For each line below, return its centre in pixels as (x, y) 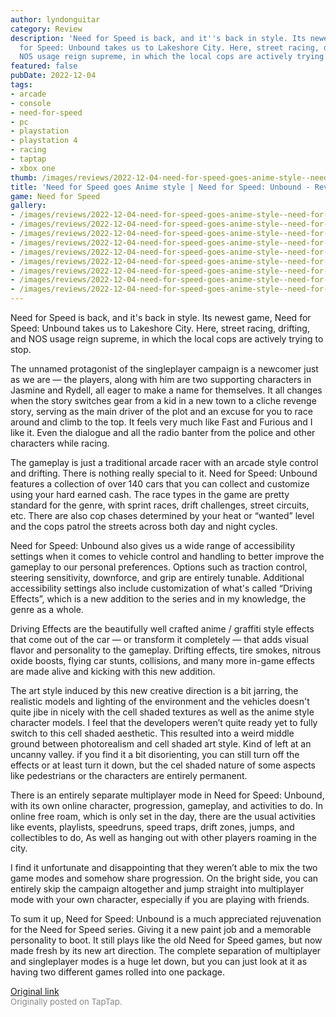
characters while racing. (60, 443)
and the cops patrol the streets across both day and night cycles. (144, 526)
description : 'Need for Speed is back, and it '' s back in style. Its (158, 38)
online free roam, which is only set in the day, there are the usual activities (163, 816)
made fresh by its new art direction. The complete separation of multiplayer (166, 950)
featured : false (44, 66)
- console (31, 103)
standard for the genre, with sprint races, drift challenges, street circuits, (160, 505)
